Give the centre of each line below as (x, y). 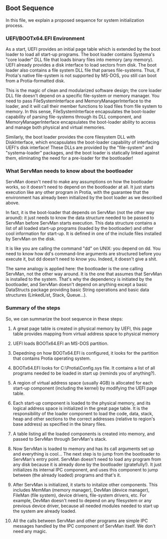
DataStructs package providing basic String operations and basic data (78, 290)
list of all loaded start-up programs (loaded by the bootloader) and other (80, 229)
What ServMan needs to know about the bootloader (69, 171)
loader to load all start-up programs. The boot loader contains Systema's (80, 55)
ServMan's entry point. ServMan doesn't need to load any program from (87, 459)
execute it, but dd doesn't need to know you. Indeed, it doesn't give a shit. (82, 259)
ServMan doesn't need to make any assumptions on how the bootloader (80, 182)
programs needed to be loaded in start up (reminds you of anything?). (84, 373)
